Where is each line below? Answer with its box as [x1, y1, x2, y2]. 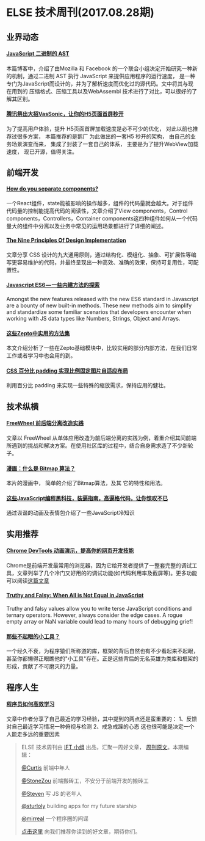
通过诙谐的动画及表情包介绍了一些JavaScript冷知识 [6, 509, 135, 517]
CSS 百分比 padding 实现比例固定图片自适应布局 [6, 367, 128, 374]
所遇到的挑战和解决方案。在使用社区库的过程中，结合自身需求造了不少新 [6, 442, 188, 449]
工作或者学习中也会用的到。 [6, 352, 76, 359]
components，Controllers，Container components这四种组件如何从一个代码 [6, 214, 198, 222]
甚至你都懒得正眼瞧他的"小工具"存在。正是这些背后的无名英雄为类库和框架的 [6, 655, 199, 663]
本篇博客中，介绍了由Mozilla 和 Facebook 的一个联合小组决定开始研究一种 [6, 65, 193, 72]
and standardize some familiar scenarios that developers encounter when [6, 308, 192, 315]
